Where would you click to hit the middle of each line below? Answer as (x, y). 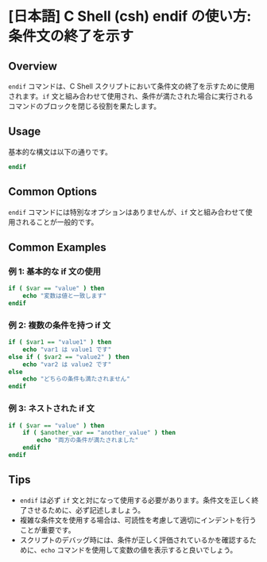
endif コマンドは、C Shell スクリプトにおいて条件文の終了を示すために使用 (132, 86)
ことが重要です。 (47, 529)
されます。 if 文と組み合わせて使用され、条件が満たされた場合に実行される (131, 96)
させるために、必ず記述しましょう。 (86, 509)
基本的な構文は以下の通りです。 (60, 151)
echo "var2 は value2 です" (67, 364)
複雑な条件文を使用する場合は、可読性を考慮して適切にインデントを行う (138, 520)
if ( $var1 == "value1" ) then (60, 342)
